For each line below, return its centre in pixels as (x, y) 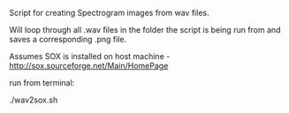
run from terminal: (42, 83)
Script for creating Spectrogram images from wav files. (109, 13)
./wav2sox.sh (34, 100)
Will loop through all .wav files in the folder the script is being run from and (145, 30)
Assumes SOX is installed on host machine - (90, 56)
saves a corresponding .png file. (68, 39)
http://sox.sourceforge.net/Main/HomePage (89, 66)
